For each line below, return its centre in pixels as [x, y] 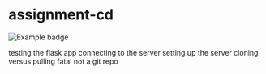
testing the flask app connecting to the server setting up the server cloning [133, 52]
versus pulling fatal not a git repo [64, 61]
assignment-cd [61, 15]
